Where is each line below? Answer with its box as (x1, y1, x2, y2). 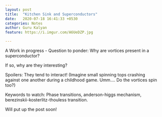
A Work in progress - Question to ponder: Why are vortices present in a (5, 47, 149, 53)
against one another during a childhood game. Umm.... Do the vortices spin (5, 77, 157, 83)
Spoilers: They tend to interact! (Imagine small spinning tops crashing (5, 72, 146, 77)
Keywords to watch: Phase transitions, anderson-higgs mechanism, (5, 92, 141, 97)
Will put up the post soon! (5, 106, 57, 112)
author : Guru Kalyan (5, 25, 48, 30)
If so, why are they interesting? (5, 62, 68, 68)
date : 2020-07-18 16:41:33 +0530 (5, 16, 78, 21)
